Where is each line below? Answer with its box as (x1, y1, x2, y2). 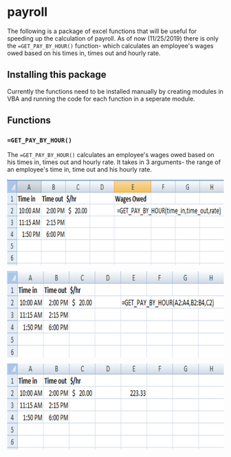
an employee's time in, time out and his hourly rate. (7, 165, 153, 174)
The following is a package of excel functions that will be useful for (7, 27, 197, 35)
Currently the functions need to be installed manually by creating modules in (7, 87, 223, 95)
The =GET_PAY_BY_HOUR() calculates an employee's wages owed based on (7, 151, 214, 159)
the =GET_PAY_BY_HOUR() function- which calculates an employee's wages (7, 41, 214, 50)
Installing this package (7, 69, 107, 81)
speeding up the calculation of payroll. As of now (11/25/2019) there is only (7, 34, 219, 42)
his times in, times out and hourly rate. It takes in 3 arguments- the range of (7, 158, 221, 166)
